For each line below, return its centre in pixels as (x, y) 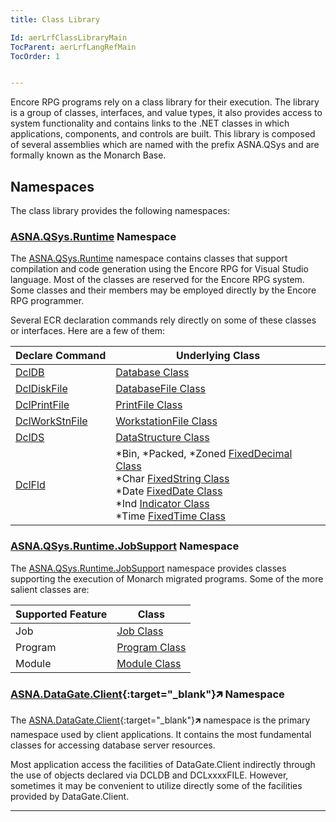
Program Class (151, 647)
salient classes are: (50, 589)
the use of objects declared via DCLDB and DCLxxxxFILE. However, (149, 775)
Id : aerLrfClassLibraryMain (69, 37)
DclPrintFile (42, 405)
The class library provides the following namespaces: (120, 211)
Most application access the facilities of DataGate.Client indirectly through (163, 764)
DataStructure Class (162, 438)
